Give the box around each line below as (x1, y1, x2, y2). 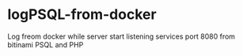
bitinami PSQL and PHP (7, 39, 84, 49)
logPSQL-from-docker (7, 6, 157, 24)
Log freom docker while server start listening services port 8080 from (7, 32, 235, 41)
